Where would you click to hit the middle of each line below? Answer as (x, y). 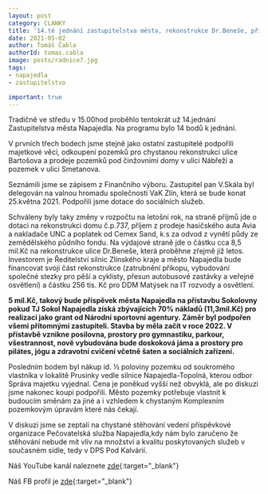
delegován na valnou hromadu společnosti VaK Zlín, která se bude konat (127, 193)
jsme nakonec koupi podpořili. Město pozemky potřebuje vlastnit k (117, 392)
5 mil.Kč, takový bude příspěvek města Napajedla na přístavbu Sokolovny (133, 301)
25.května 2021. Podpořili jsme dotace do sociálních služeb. (106, 201)
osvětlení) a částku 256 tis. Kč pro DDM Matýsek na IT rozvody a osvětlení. (132, 285)
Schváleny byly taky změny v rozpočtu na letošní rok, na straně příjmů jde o (132, 217)
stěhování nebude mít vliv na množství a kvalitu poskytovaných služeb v (127, 442)
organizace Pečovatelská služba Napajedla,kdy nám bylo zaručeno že (123, 433)
